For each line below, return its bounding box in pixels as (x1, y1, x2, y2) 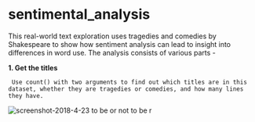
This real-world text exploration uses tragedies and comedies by (8, 31, 217, 41)
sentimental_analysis (8, 5, 151, 23)
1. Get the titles (8, 63, 58, 72)
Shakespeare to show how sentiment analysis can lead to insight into (8, 39, 231, 48)
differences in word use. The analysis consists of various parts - (8, 48, 216, 57)
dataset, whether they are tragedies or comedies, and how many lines (8, 84, 244, 93)
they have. (8, 91, 44, 99)
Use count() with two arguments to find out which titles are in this (11, 78, 247, 86)
